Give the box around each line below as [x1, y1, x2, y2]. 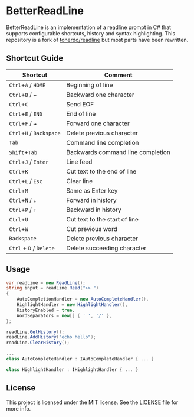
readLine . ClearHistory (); [6, 340, 70, 346]
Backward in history [66, 206, 121, 214]
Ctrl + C [9, 100, 28, 108]
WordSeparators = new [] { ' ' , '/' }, [17, 312, 112, 318]
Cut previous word [66, 224, 118, 233]
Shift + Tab [9, 148, 37, 156]
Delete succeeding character [66, 244, 147, 252]
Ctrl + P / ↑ [9, 206, 37, 214]
